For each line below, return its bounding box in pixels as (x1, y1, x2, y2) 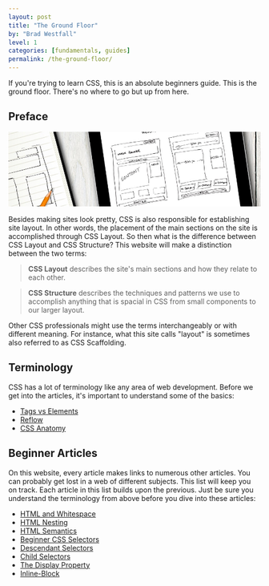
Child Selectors (19, 552, 70, 561)
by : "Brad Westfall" (8, 30, 78, 38)
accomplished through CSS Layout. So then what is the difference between (8, 232, 256, 241)
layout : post (8, 13, 52, 21)
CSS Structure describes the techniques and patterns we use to (27, 289, 240, 298)
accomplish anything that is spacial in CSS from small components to (27, 297, 256, 306)
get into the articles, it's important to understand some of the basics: (8, 390, 235, 400)
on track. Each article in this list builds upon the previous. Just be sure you (8, 485, 254, 495)
